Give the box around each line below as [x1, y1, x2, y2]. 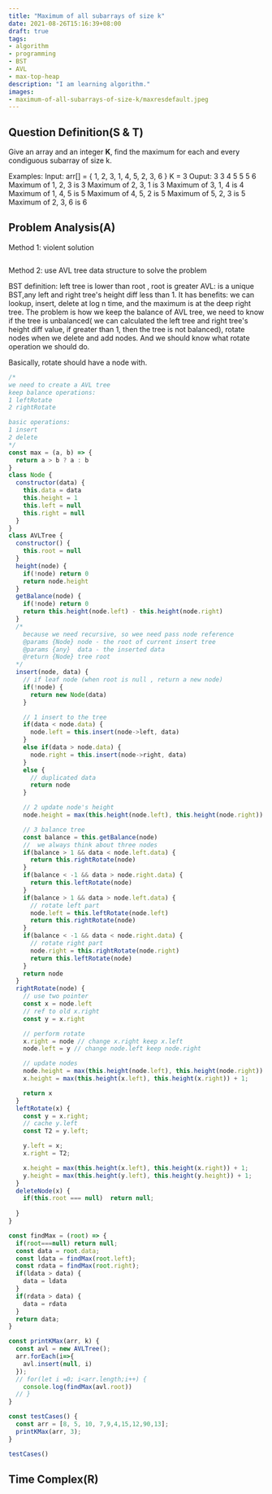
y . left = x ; [23, 1141, 63, 1150]
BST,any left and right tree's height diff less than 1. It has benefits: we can [8, 290, 255, 300]
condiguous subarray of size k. [8, 156, 112, 165]
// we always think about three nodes [23, 840, 158, 849]
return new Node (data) [29, 690, 107, 699]
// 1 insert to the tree [23, 713, 107, 721]
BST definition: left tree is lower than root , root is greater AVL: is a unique [8, 281, 254, 291]
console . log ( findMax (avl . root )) [23, 1382, 132, 1391]
